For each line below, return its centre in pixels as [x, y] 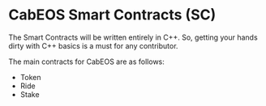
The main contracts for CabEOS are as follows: [86, 61]
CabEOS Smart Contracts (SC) [112, 15]
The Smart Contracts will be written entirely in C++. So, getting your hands [133, 37]
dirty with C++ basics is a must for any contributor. [93, 45]
